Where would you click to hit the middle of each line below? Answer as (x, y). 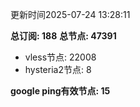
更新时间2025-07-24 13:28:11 (70, 14)
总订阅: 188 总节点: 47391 (63, 36)
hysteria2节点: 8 (58, 69)
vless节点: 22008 (60, 57)
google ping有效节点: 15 (60, 91)
